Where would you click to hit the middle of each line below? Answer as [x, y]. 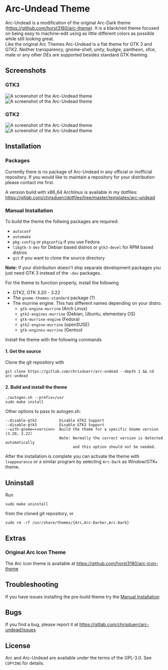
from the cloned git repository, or [39, 514]
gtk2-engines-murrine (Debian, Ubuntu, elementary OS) [78, 314]
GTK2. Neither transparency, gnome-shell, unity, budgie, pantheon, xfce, [81, 49]
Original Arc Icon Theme [36, 552]
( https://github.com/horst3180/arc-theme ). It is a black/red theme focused [82, 28]
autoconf [22, 231]
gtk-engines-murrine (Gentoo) [51, 329]
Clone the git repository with [35, 362]
